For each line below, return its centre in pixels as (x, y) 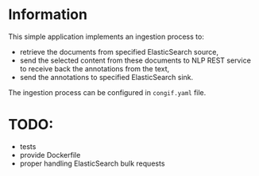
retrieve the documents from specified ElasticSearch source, (119, 52)
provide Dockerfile (50, 155)
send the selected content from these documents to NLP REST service (135, 60)
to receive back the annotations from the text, (95, 68)
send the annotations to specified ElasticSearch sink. (106, 77)
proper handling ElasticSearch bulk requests (92, 163)
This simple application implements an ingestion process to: (106, 36)
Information (48, 15)
